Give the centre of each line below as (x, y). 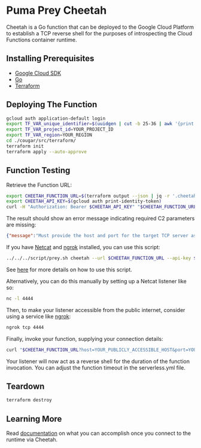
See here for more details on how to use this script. (69, 270)
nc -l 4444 (20, 298)
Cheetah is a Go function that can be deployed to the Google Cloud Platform (100, 27)
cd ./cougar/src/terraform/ (41, 141)
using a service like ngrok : (39, 316)
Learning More (34, 419)
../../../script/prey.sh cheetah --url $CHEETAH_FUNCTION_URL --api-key (99, 258)
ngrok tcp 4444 (25, 327)
